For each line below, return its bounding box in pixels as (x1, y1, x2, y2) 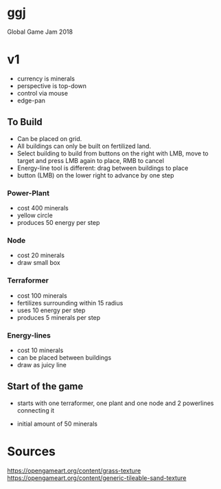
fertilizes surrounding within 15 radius (16, 298, 124, 307)
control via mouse (16, 89, 69, 97)
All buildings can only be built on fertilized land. (16, 142, 152, 150)
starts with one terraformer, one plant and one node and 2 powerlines (16, 399, 214, 407)
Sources (7, 444, 56, 459)
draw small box (16, 259, 60, 267)
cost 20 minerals (16, 251, 65, 259)
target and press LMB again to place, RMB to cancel (16, 156, 165, 164)
